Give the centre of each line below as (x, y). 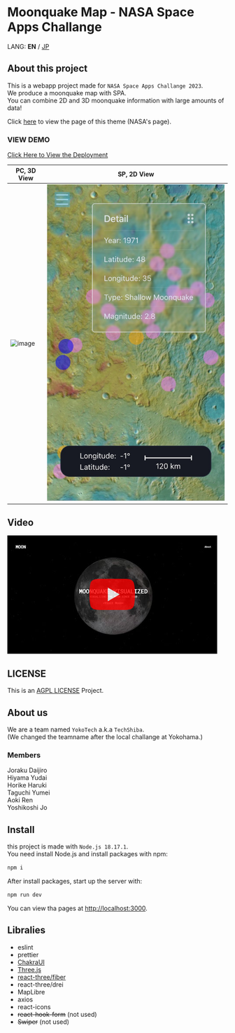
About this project (48, 68)
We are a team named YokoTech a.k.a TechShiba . (76, 729)
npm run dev (24, 895)
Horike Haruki (27, 785)
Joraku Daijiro (27, 770)
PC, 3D (26, 170)
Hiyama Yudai (27, 778)
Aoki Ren (20, 800)
